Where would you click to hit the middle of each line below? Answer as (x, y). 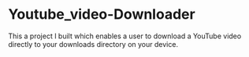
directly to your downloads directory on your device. (93, 44)
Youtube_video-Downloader (102, 14)
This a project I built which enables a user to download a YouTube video (125, 36)
